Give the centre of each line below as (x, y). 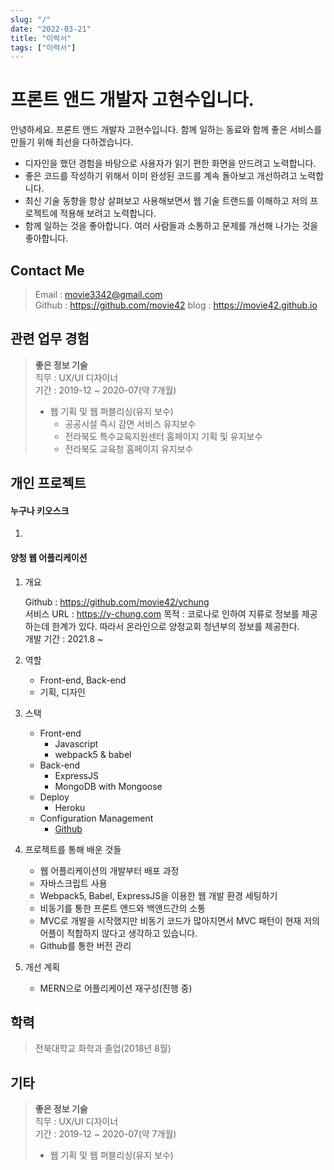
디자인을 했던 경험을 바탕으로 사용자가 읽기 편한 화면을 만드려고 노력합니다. (170, 163)
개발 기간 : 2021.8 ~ (64, 638)
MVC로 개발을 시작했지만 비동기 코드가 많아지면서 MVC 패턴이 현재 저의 (179, 920)
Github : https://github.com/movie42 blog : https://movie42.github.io (176, 305)
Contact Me (47, 270)
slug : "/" (31, 19)
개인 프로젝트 (48, 483)
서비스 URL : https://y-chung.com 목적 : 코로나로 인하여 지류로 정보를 (162, 613)
